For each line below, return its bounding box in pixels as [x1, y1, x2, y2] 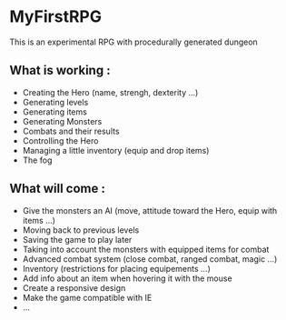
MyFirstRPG [9, 6, 103, 27]
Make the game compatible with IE [22, 292, 153, 303]
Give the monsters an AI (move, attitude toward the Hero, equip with [22, 205, 278, 215]
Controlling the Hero [22, 135, 99, 146]
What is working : [9, 63, 111, 78]
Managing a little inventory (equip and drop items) [22, 145, 210, 155]
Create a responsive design [22, 282, 126, 293]
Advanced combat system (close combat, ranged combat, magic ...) [22, 253, 278, 265]
